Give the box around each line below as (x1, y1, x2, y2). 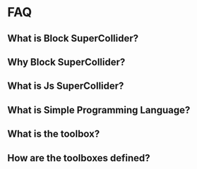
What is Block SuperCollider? (7, 32, 139, 44)
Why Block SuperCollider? (7, 56, 126, 68)
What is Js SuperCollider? (7, 80, 124, 92)
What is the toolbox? (7, 128, 100, 140)
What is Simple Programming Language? (7, 104, 191, 116)
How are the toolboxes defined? (7, 152, 150, 164)
